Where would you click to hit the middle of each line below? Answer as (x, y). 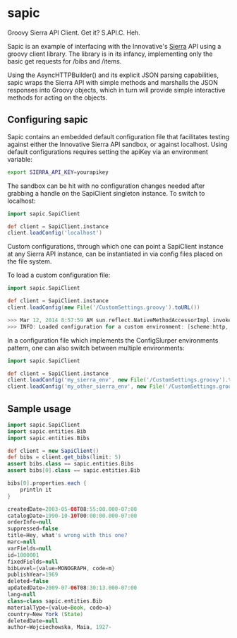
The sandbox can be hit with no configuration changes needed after (106, 186)
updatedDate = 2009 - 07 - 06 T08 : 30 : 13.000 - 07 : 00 (72, 588)
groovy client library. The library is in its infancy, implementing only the (110, 54)
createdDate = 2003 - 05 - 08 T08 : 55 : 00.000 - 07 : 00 (72, 509)
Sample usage (39, 409)
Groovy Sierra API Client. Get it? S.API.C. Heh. (74, 33)
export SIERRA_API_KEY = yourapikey (58, 172)
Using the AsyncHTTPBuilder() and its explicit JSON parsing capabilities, (113, 75)
